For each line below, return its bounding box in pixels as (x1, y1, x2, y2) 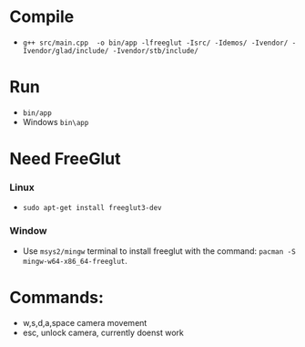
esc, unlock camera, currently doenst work (22, 327, 184, 338)
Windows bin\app (22, 116, 89, 127)
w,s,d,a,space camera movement (22, 317, 147, 328)
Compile (9, 6, 75, 27)
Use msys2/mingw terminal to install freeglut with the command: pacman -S (22, 245, 296, 257)
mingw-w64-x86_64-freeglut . (22, 255, 127, 266)
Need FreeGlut (9, 149, 121, 170)
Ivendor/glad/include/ (22, 46, 109, 56)
